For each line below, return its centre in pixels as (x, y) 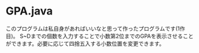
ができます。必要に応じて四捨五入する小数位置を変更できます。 (85, 43)
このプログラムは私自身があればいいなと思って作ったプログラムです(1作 (96, 28)
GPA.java (29, 11)
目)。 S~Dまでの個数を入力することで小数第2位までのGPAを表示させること (100, 36)
